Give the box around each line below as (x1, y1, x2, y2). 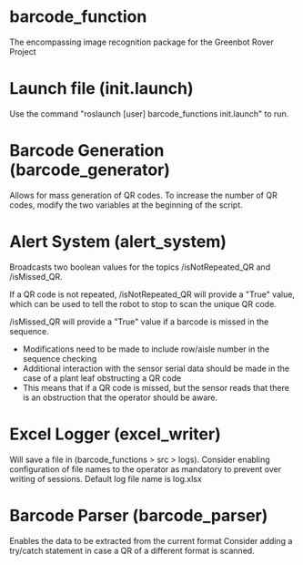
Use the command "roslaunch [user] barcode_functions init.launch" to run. (9, 108, 289, 119)
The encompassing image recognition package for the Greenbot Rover (9, 36, 275, 47)
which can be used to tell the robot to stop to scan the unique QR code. (9, 298, 278, 309)
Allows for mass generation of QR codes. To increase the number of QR (9, 190, 278, 200)
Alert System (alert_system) (9, 231, 227, 252)
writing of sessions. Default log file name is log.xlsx (9, 473, 202, 484)
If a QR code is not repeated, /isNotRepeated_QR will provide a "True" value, (9, 289, 296, 300)
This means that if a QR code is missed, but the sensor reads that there (22, 382, 289, 393)
